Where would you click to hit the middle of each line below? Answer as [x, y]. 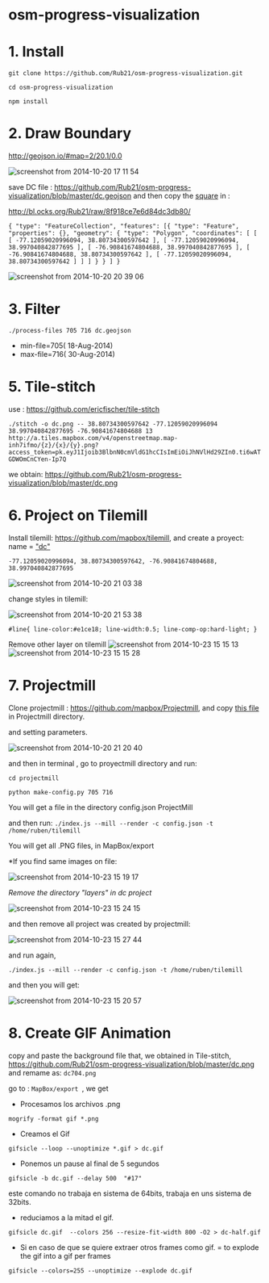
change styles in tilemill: [48, 598]
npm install [28, 102]
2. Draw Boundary [70, 134]
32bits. [20, 1201]
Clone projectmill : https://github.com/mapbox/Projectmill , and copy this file [134, 707]
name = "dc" [29, 546]
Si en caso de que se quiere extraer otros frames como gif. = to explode [139, 1247]
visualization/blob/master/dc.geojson [70, 196]
